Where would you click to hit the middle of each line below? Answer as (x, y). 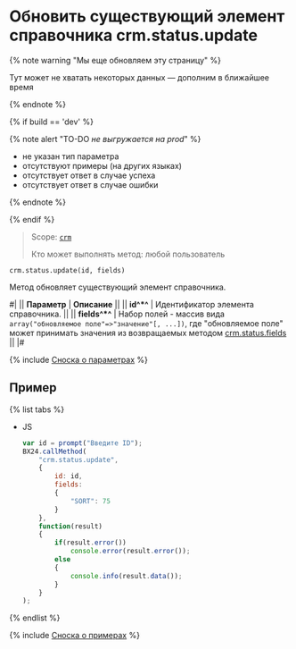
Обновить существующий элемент (147, 17)
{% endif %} (32, 219)
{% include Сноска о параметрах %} (79, 359)
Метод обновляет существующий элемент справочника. (118, 287)
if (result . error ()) (90, 543)
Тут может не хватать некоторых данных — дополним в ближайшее (140, 77)
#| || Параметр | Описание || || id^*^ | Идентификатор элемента (132, 304)
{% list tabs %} (37, 409)
